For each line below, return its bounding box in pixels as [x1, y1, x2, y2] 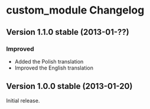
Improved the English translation [14, 64, 93, 71]
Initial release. [6, 97, 40, 104]
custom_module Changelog [6, 4, 145, 17]
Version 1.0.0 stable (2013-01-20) [6, 81, 133, 91]
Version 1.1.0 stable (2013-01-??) [6, 27, 129, 37]
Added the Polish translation [14, 58, 84, 65]
